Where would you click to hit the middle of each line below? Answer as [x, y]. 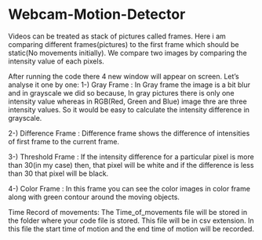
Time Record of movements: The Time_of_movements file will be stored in [128, 212]
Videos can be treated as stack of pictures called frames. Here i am [117, 36]
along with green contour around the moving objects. [94, 197]
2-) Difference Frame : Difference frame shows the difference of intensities [129, 133]
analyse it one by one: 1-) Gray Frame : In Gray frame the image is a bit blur [129, 85]
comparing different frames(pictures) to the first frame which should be [124, 44]
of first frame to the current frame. [64, 141]
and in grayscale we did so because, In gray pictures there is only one [121, 93]
